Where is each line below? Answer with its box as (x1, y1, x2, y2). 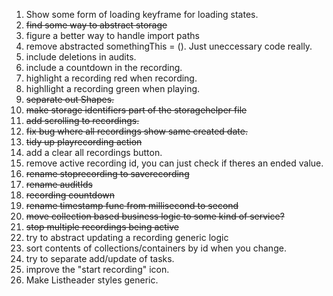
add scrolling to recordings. (25, 115, 140, 126)
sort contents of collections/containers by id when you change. (25, 242, 287, 254)
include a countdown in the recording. (25, 62, 183, 73)
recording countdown (25, 189, 116, 201)
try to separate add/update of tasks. (25, 253, 175, 264)
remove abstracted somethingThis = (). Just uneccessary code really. (25, 40, 313, 52)
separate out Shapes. (25, 94, 115, 105)
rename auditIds (25, 179, 93, 190)
